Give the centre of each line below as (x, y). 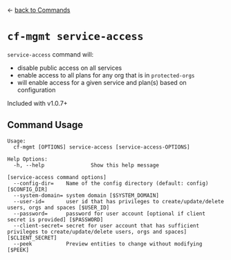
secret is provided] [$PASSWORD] (55, 220)
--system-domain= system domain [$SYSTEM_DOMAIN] (86, 195)
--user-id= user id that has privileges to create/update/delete (119, 201)
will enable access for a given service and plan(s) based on (102, 82)
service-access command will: (50, 54)
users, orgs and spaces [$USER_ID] (58, 207)
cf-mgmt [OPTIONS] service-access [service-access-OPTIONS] (102, 147)
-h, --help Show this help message (86, 165)
